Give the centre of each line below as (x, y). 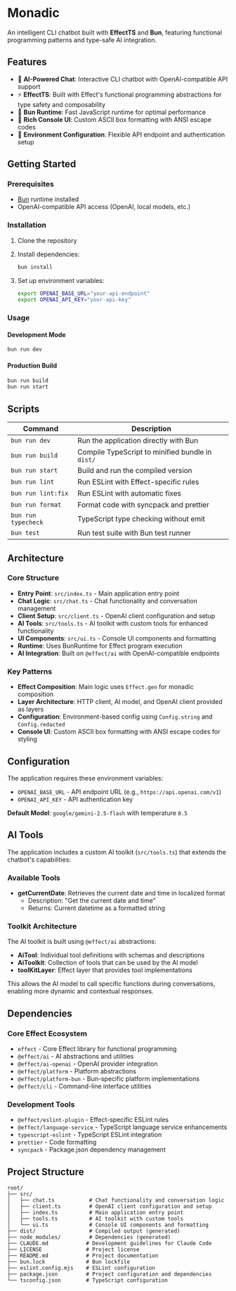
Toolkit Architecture (42, 926)
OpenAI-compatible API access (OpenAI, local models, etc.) (104, 207)
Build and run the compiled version (135, 471)
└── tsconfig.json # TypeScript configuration (88, 1280)
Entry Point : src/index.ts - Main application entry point (98, 593)
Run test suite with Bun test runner (134, 533)
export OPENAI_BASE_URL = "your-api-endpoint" (84, 294)
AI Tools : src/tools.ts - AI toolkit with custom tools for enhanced (113, 623)
